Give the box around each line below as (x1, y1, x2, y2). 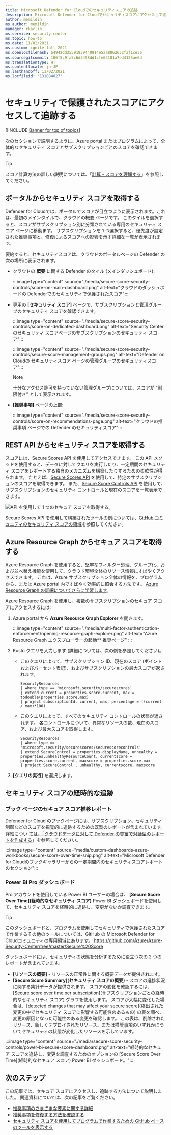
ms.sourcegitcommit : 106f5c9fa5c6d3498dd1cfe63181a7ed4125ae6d (5, 54, 142, 60)
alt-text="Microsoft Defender (104, 852, 165, 859)
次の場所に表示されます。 (5, 257, 59, 263)
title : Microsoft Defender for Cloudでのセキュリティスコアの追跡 (5, 7, 138, 13)
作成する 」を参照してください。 (14, 837, 81, 843)
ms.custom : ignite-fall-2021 (5, 45, 67, 50)
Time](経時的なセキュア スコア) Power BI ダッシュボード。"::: (5, 1057, 134, 1063)
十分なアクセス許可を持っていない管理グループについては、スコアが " (12, 384, 158, 391)
